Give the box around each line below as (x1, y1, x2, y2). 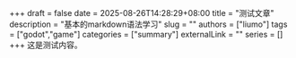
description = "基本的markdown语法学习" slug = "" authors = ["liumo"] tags (9, 19, 288, 29)
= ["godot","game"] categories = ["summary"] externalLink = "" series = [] (9, 29, 283, 39)
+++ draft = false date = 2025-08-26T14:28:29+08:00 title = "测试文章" (9, 8, 275, 18)
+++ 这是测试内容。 (9, 39, 83, 50)
